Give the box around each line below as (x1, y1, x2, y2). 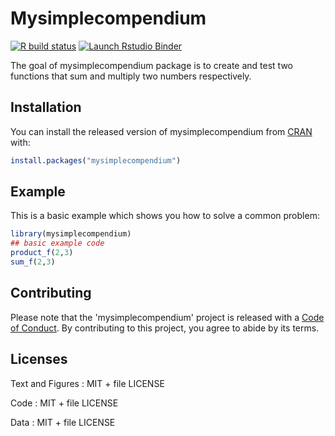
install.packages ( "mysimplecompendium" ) (10, 155, 182, 166)
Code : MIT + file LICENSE (10, 397, 119, 409)
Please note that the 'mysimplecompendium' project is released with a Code (10, 311, 325, 323)
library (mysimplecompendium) (10, 229, 132, 239)
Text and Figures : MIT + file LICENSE (10, 377, 165, 389)
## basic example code (10, 238, 105, 249)
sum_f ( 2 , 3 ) (10, 257, 56, 267)
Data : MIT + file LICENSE (10, 416, 116, 428)
